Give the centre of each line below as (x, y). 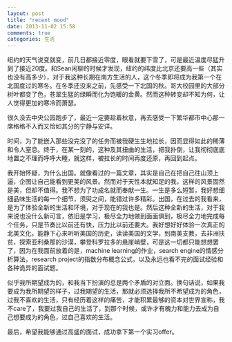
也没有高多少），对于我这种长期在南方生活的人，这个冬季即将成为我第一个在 (115, 77)
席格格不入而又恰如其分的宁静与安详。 (61, 126)
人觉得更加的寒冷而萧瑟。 (43, 103)
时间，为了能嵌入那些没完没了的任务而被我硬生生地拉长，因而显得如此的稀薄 (116, 141)
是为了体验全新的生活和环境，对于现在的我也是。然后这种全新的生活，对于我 (116, 207)
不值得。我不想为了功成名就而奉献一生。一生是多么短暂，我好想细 (131, 190)
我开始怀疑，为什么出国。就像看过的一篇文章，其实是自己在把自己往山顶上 (113, 173)
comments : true (29, 33)
